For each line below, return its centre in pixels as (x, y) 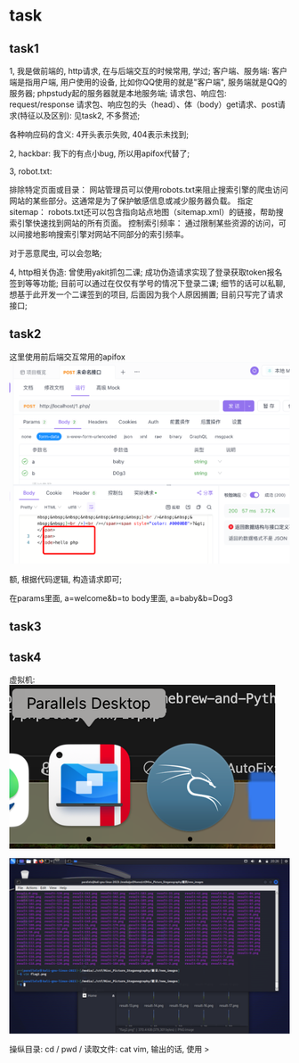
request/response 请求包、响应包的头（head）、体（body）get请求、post (144, 104)
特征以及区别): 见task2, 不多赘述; (80, 115)
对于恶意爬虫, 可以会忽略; (56, 253)
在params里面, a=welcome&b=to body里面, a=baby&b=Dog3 (121, 597)
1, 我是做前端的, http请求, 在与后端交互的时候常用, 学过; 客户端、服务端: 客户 (148, 71)
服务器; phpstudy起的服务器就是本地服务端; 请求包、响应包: (118, 93)
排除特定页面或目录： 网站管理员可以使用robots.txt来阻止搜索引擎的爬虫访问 (149, 190)
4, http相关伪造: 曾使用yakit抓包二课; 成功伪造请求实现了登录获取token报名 (146, 272)
